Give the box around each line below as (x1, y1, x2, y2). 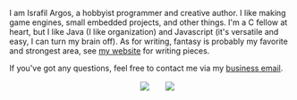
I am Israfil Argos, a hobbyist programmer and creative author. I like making (9, 8, 286, 18)
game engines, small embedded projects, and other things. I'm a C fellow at (9, 17, 288, 28)
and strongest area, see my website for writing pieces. (9, 46, 210, 56)
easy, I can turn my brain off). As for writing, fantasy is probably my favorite (9, 36, 288, 46)
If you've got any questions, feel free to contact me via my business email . (9, 62, 284, 73)
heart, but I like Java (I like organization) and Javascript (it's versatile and (9, 27, 279, 37)
